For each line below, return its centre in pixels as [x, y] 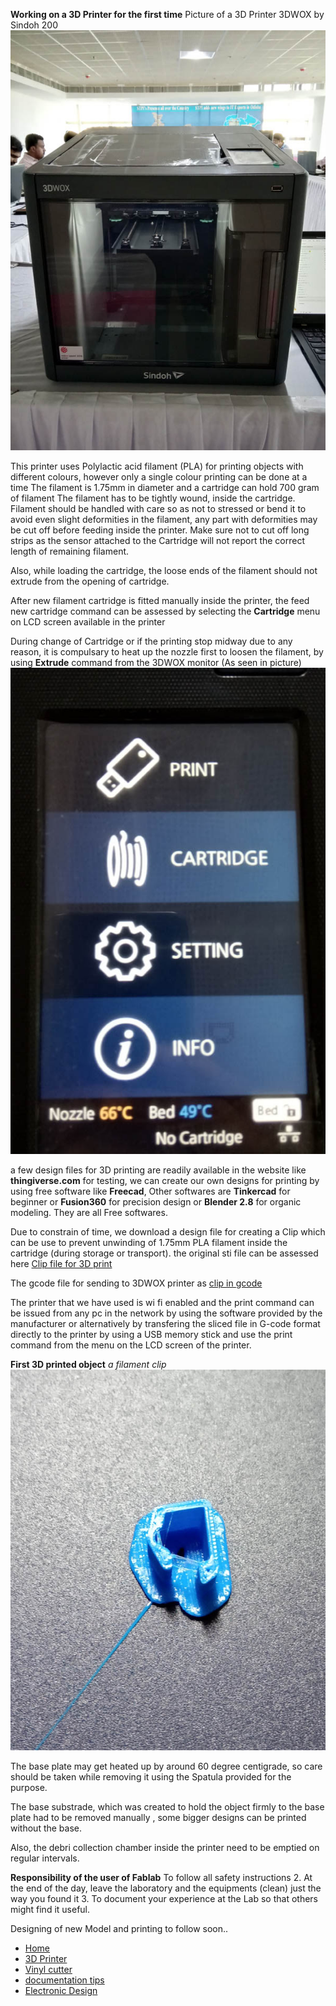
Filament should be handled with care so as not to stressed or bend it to [158, 508]
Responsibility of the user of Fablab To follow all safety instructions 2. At [161, 1878]
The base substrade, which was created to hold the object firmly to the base [167, 1807]
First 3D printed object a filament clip [88, 1365]
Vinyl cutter [48, 1970]
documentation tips [64, 1980]
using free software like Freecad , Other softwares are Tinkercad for [150, 1191]
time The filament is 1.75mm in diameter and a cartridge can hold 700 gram [165, 487]
